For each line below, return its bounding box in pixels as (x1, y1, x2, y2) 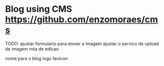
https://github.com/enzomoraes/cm (5, 14, 158, 25)
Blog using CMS (5, 3, 73, 15)
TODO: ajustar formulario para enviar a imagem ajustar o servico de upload (5, 40, 159, 46)
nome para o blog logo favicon (5, 55, 68, 61)
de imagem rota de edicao (5, 46, 59, 52)
